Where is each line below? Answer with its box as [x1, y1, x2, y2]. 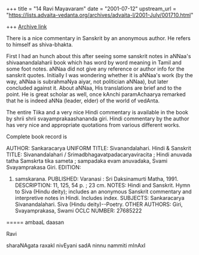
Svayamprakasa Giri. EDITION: [6, 164, 81, 171]
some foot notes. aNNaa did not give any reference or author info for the [6, 65, 185, 72]
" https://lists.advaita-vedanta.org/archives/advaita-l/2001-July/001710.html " [6, 11, 194, 19]
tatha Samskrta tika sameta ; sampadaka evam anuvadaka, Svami [6, 157, 168, 164]
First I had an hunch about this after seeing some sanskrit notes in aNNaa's [6, 53, 191, 59]
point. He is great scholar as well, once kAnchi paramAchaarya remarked [6, 91, 186, 98]
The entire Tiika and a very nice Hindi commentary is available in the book [6, 109, 188, 116]
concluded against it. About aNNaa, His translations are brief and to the [6, 84, 182, 92]
